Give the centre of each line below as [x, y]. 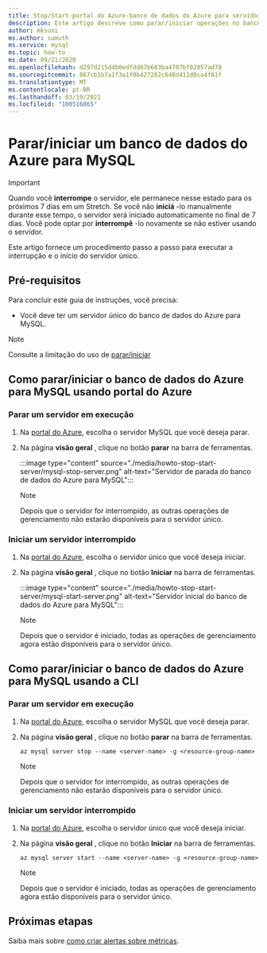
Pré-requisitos [45, 280]
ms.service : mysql [39, 45]
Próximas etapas [50, 922]
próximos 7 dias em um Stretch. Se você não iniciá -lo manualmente [120, 207]
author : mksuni [33, 30]
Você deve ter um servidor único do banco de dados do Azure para [130, 315]
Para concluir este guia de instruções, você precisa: [93, 300]
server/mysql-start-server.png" [71, 596]
